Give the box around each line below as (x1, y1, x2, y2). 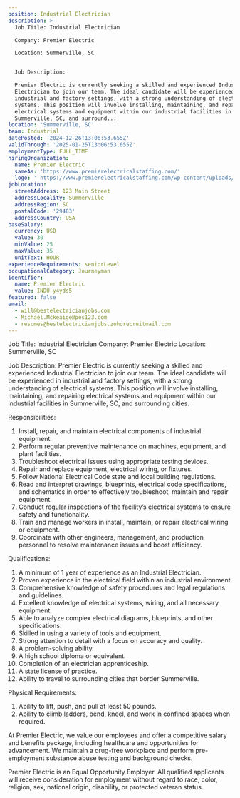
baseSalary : (8, 221, 43, 228)
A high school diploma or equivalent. (18, 652, 127, 660)
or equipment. (18, 525, 60, 534)
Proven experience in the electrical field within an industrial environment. (18, 576, 233, 585)
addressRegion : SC (14, 201, 70, 208)
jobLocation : (8, 181, 47, 188)
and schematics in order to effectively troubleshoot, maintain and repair (18, 488, 229, 496)
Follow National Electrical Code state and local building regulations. (18, 473, 216, 481)
